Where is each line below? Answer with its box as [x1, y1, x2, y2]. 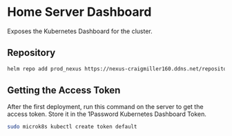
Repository [7, 47, 56, 59]
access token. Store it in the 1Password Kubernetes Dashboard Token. [7, 110, 207, 118]
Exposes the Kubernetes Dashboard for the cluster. [7, 27, 153, 35]
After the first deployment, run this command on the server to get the [7, 103, 204, 111]
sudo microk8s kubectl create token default [7, 124, 137, 130]
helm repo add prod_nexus [7, 65, 81, 72]
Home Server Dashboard [7, 4, 152, 20]
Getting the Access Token [7, 84, 121, 97]
